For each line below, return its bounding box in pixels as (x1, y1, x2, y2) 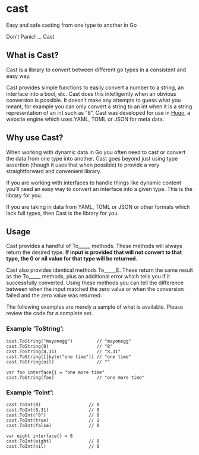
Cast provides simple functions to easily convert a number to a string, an (6, 84, 184, 91)
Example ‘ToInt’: (6, 388, 54, 397)
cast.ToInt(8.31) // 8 (6, 407, 100, 413)
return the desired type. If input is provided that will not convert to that (6, 249, 182, 256)
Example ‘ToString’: (6, 325, 64, 333)
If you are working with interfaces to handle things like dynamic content (6, 179, 182, 186)
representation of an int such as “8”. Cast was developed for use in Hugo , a (6, 109, 191, 116)
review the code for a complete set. (6, 310, 93, 317)
